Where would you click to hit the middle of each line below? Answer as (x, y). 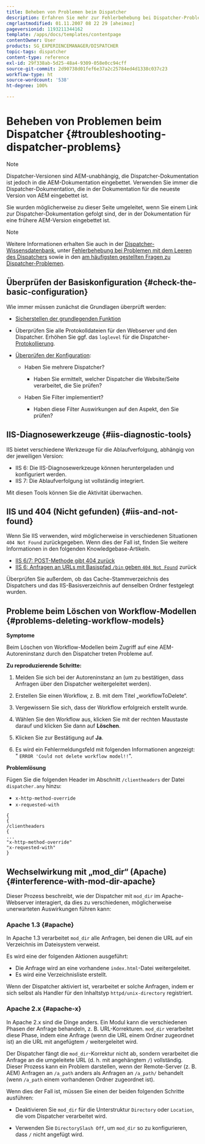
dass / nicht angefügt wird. (49, 1134)
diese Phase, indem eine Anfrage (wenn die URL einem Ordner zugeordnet (100, 1035)
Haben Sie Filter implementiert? (64, 397)
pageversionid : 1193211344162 (45, 29)
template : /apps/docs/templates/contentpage (64, 35)
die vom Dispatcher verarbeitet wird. (61, 1116)
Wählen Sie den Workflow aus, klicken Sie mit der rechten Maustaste (102, 719)
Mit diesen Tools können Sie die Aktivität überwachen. (75, 493)
